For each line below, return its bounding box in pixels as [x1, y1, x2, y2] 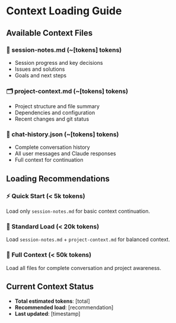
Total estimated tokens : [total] [14, 297, 90, 305]
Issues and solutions [14, 65, 65, 73]
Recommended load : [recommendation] [14, 303, 114, 311]
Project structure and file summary [14, 103, 100, 110]
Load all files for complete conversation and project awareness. [6, 264, 162, 271]
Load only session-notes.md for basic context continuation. [6, 208, 150, 215]
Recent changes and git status [14, 115, 89, 123]
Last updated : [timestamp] [14, 310, 81, 317]
